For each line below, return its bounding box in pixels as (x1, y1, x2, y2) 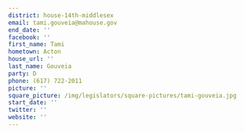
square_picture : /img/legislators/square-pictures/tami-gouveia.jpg (8, 92, 237, 99)
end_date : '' (8, 26, 51, 34)
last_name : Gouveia (8, 63, 72, 70)
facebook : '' (8, 33, 51, 41)
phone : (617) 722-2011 (8, 77, 82, 84)
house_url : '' (8, 56, 55, 63)
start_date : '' (8, 99, 58, 106)
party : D (8, 70, 37, 77)
